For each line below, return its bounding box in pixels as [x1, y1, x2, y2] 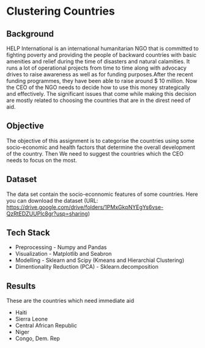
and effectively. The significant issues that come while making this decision [6, 90, 197, 97]
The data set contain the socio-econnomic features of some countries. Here [6, 190, 198, 198]
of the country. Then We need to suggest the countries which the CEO [6, 150, 184, 157]
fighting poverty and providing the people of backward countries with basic [6, 51, 197, 59]
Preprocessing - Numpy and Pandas [15, 244, 107, 251]
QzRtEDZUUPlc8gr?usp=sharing [6, 209, 88, 217]
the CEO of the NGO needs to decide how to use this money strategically [6, 84, 190, 91]
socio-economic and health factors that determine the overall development [6, 143, 196, 151]
